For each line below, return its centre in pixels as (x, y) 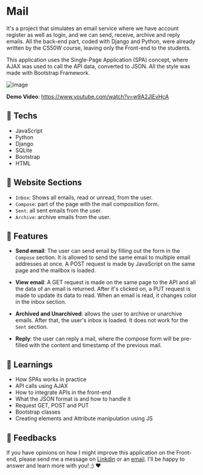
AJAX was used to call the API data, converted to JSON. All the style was (98, 66)
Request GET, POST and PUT (52, 406)
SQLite (24, 150)
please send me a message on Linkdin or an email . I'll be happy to (102, 459)
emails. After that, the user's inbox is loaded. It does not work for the (102, 320)
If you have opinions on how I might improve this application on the (91, 453)
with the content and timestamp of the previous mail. (95, 346)
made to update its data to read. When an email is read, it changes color (106, 295)
